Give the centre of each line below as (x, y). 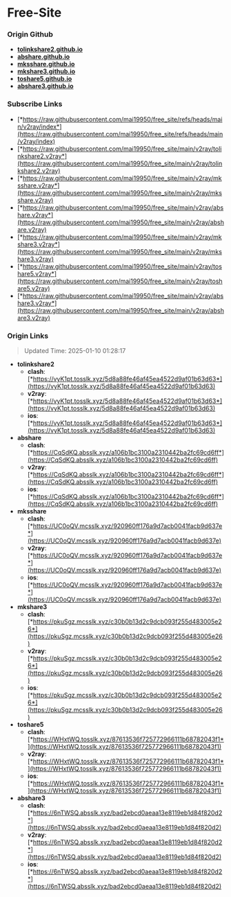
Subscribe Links (35, 104)
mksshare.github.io (46, 64)
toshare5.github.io (44, 79)
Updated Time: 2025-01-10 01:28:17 (75, 351)
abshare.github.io (43, 57)
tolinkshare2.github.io (50, 49)
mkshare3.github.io (46, 71)
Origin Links (28, 336)
